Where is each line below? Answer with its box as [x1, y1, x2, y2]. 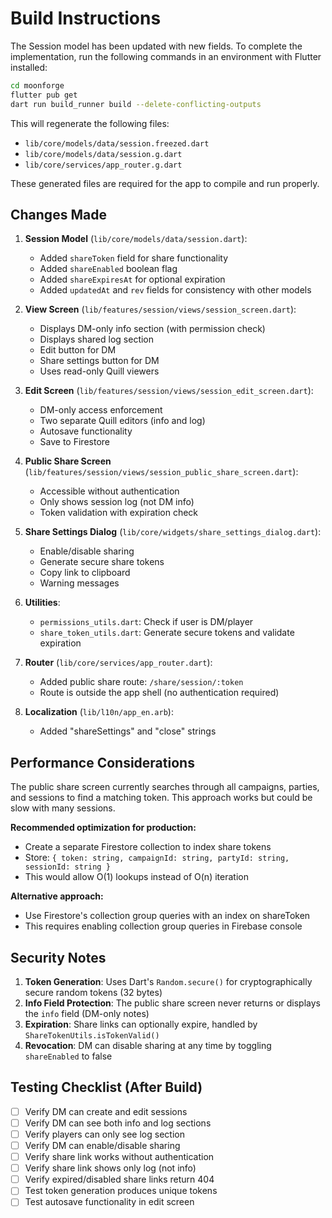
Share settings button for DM [39, 355, 160, 367]
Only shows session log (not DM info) [39, 496, 195, 508]
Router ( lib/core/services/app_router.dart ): [24, 657, 213, 669]
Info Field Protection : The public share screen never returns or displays [24, 997, 321, 1009]
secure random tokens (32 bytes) [24, 987, 163, 998]
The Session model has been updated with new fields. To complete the [10, 40, 303, 52]
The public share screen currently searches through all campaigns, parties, [10, 781, 320, 793]
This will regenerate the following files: [10, 117, 170, 129]
